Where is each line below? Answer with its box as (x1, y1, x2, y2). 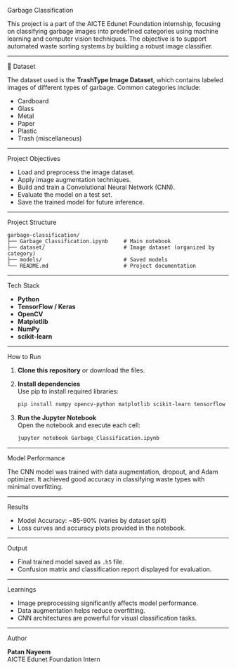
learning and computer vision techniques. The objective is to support (7, 34, 207, 43)
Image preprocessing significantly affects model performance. (17, 599, 199, 607)
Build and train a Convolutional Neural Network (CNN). (17, 183, 176, 191)
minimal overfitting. (7, 482, 63, 491)
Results (7, 502, 29, 511)
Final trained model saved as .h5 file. (17, 557, 124, 566)
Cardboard (17, 97, 49, 105)
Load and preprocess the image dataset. (17, 168, 136, 176)
